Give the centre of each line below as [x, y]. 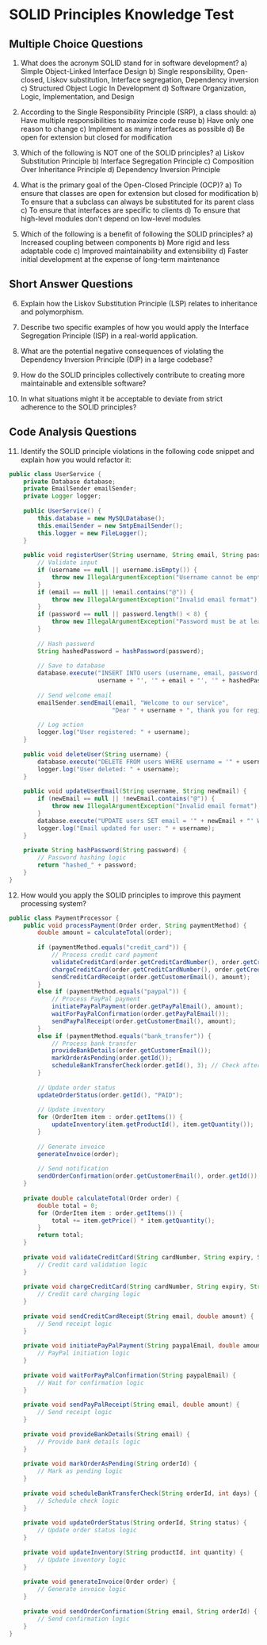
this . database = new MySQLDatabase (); [101, 518]
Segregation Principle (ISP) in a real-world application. [109, 336]
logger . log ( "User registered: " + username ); [114, 732]
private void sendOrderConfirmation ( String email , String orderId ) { [141, 1611]
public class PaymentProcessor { [64, 918]
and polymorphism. [52, 312]
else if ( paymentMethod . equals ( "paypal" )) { [112, 992]
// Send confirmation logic [84, 1619]
